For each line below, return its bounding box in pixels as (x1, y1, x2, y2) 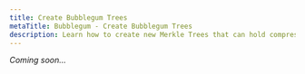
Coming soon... (9, 55, 66, 66)
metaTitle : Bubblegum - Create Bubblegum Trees (9, 22, 193, 31)
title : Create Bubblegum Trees (9, 13, 128, 23)
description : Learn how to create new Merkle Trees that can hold (9, 30, 266, 39)
